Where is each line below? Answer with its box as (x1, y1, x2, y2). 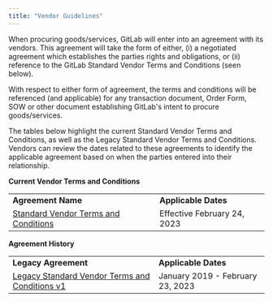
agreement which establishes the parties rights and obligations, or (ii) (8, 51, 241, 61)
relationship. (8, 160, 50, 170)
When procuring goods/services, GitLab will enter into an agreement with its (8, 34, 264, 44)
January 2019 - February (158, 270, 258, 281)
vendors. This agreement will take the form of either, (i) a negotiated (8, 42, 237, 53)
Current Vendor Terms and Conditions (8, 176, 141, 186)
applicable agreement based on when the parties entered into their (8, 152, 232, 162)
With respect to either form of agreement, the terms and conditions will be (8, 84, 257, 94)
